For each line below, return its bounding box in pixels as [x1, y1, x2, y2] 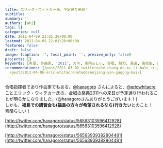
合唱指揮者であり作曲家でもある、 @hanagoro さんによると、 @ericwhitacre [5, 84, 156, 89]
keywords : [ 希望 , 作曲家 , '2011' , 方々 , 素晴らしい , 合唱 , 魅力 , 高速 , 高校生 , [5, 61, 155, 66]
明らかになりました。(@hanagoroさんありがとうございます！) [13, 96, 138, 102]
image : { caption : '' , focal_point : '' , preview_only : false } [5, 52, 131, 57]
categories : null [5, 30, 40, 34]
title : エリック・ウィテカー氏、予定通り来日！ [5, 7, 89, 12]
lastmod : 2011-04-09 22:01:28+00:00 [5, 39, 79, 44]
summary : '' [5, 16, 29, 21]
